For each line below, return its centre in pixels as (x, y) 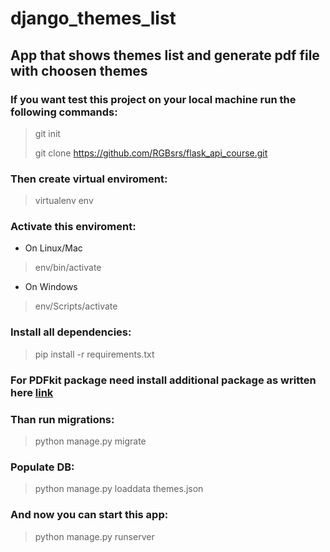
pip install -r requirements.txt (94, 354)
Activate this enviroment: (73, 227)
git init (47, 133)
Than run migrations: (62, 419)
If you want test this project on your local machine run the (153, 99)
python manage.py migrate (90, 441)
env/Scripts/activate (76, 306)
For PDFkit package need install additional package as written (163, 380)
